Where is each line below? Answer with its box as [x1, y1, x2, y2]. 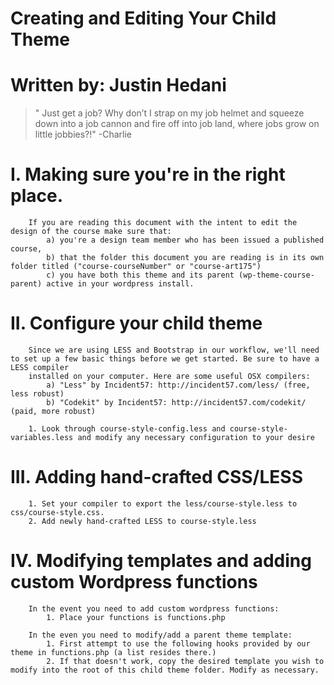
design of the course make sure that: [10, 227, 172, 237]
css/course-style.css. [10, 507, 105, 517]
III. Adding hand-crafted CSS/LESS [10, 466, 303, 489]
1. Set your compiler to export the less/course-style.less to [28, 498, 298, 509]
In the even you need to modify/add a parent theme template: [28, 630, 293, 640]
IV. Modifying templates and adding [10, 550, 312, 572]
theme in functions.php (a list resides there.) [10, 647, 217, 657]
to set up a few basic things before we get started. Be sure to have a [10, 354, 320, 364]
